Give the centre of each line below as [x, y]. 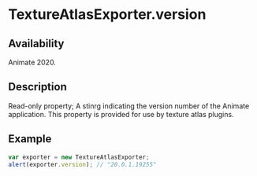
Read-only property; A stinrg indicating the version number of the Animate [129, 106]
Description [37, 87]
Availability [36, 44]
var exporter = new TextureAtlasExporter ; [79, 157]
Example [30, 139]
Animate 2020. [32, 62]
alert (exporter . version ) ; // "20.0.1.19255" [82, 164]
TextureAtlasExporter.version [107, 15]
